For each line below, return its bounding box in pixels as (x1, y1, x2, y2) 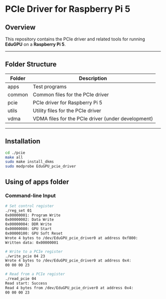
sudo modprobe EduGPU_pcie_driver (5, 164, 77, 169)
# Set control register (5, 203, 54, 208)
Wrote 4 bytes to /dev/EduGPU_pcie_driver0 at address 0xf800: (5, 235, 138, 240)
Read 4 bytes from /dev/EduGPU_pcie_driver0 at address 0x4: (5, 285, 134, 290)
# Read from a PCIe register (5, 272, 65, 277)
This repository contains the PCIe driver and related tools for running (5, 36, 145, 42)
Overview (5, 23, 36, 32)
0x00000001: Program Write (5, 213, 61, 218)
